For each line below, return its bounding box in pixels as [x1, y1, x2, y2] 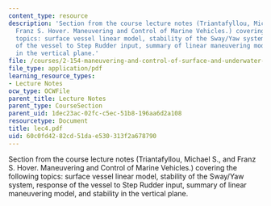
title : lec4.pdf [8, 124, 63, 132]
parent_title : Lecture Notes [8, 95, 106, 103]
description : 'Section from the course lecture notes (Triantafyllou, [8, 19, 251, 27]
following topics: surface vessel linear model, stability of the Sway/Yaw [8, 171, 244, 181]
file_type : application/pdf [8, 65, 103, 73]
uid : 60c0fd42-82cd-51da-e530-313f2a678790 [8, 132, 157, 140]
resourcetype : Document [8, 117, 89, 125]
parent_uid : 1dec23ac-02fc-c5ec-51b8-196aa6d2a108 [8, 110, 182, 118]
